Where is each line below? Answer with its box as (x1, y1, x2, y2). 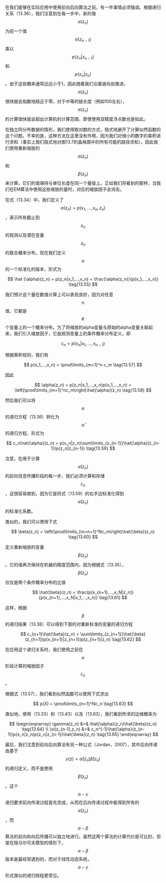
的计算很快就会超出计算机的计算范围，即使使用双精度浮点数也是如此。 (5, 116, 148, 122)
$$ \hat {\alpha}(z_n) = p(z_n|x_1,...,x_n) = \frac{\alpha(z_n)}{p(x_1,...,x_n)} (7, 276, 159, 282)
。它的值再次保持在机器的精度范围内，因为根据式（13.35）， (5, 562, 126, 568)
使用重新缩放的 (9, 145, 40, 151)
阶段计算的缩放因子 (5, 663, 44, 669)
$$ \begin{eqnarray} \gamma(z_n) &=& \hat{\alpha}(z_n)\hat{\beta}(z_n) (9, 721, 157, 727)
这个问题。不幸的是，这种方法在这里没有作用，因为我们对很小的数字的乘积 (5, 133, 157, 139)
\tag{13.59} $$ (85, 445, 116, 451)
